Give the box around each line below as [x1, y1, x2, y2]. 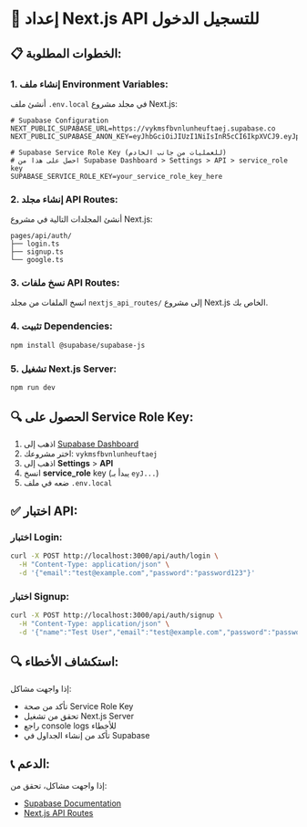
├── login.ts [10, 239, 60, 249]
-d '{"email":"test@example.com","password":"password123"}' [18, 569, 256, 578]
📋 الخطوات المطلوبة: [10, 46, 122, 61]
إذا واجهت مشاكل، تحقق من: [10, 780, 107, 791]
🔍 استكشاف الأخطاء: [10, 654, 119, 670]
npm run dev [10, 382, 56, 392]
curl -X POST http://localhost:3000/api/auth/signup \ [10, 611, 223, 620]
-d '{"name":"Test [18, 627, 89, 637]
